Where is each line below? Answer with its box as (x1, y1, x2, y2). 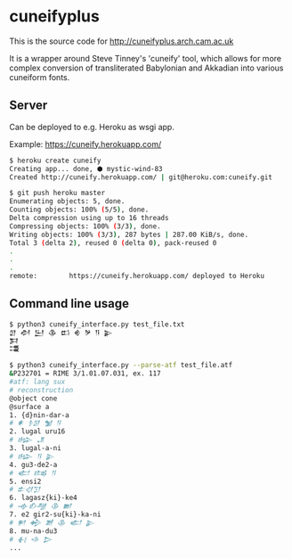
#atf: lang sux (9, 377, 66, 387)
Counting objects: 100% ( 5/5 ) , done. (9, 205, 150, 215)
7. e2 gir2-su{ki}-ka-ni (9, 510, 101, 519)
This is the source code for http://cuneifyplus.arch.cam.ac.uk (9, 36, 234, 46)
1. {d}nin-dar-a (9, 410, 69, 420)
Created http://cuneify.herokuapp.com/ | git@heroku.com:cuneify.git (9, 172, 273, 182)
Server (9, 98, 48, 113)
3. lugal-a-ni (9, 444, 62, 453)
